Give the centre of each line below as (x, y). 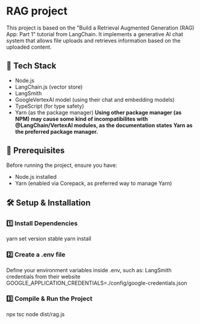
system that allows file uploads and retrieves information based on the (93, 40)
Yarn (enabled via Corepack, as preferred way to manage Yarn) (93, 183)
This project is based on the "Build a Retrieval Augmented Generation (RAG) (100, 28)
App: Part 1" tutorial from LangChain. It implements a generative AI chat (95, 34)
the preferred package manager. (56, 131)
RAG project (37, 11)
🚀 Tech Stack (31, 66)
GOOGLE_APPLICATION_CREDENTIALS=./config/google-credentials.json (97, 283)
